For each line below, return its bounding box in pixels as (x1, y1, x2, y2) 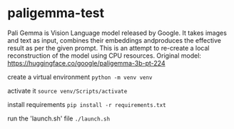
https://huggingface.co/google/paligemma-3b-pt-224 (7, 58, 166, 67)
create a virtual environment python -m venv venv (7, 73, 153, 81)
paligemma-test (7, 5, 105, 21)
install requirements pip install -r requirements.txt (7, 100, 166, 108)
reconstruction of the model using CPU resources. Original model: (7, 51, 202, 60)
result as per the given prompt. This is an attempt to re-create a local (7, 43, 210, 52)
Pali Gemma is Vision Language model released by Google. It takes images (7, 29, 227, 37)
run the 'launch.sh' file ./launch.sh (7, 114, 111, 123)
